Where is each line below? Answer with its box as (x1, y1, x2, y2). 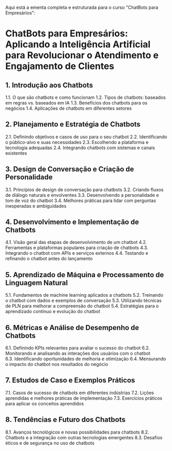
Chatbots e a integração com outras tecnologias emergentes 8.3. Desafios (5, 434, 163, 440)
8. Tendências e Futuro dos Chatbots (5, 415, 126, 424)
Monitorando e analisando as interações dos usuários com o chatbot (5, 351, 150, 357)
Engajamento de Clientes (5, 60, 114, 72)
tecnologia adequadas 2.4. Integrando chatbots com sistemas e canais (5, 145, 155, 151)
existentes (5, 150, 27, 156)
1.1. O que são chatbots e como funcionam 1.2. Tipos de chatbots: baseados (5, 94, 166, 100)
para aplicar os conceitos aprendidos (5, 400, 84, 406)
